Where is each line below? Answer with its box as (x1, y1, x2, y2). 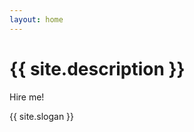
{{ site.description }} (9, 57, 186, 80)
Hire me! (9, 91, 45, 103)
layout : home (9, 14, 64, 25)
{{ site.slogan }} (9, 110, 75, 122)
